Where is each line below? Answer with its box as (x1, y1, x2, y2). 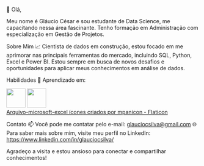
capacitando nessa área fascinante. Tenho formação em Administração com (6, 24, 199, 31)
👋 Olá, (6, 6, 22, 13)
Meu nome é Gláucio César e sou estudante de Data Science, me (6, 18, 170, 24)
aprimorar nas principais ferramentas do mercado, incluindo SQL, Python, (6, 52, 192, 59)
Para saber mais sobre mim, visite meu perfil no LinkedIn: (6, 129, 151, 137)
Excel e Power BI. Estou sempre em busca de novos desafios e (6, 58, 165, 65)
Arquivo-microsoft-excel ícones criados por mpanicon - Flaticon (6, 109, 168, 115)
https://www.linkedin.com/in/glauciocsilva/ (6, 136, 114, 143)
